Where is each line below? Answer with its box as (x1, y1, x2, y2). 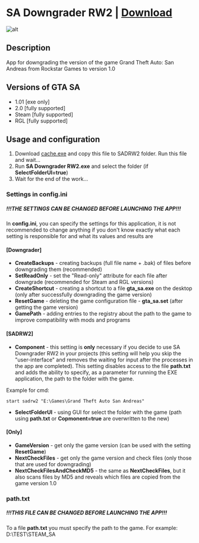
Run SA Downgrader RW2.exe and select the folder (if (14, 163, 149, 170)
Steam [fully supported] (14, 111, 73, 118)
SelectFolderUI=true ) (14, 169, 68, 176)
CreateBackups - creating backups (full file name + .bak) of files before (14, 260, 191, 267)
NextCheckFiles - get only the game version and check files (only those (14, 454, 192, 461)
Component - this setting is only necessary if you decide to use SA (14, 343, 181, 351)
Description (6, 43, 50, 53)
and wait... (14, 157, 40, 164)
